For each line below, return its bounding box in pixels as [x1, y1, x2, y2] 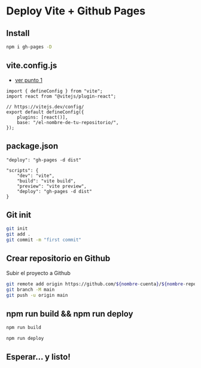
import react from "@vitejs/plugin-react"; [6, 93, 117, 99]
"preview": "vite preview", [17, 183, 87, 189]
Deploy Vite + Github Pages [6, 4, 145, 18]
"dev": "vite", [17, 173, 55, 179]
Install [6, 28, 30, 38]
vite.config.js [6, 61, 57, 71]
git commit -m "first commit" [6, 237, 82, 243]
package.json [6, 141, 59, 151]
